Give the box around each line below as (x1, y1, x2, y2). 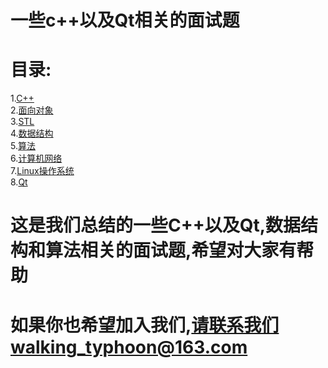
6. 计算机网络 (10, 152, 63, 165)
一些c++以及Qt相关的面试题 (10, 9, 240, 32)
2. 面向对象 (10, 104, 54, 116)
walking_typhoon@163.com (10, 336, 248, 358)
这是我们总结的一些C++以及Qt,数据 (10, 214, 302, 237)
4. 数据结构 (10, 127, 54, 140)
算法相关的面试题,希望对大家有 (45, 239, 297, 262)
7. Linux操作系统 (10, 165, 75, 177)
